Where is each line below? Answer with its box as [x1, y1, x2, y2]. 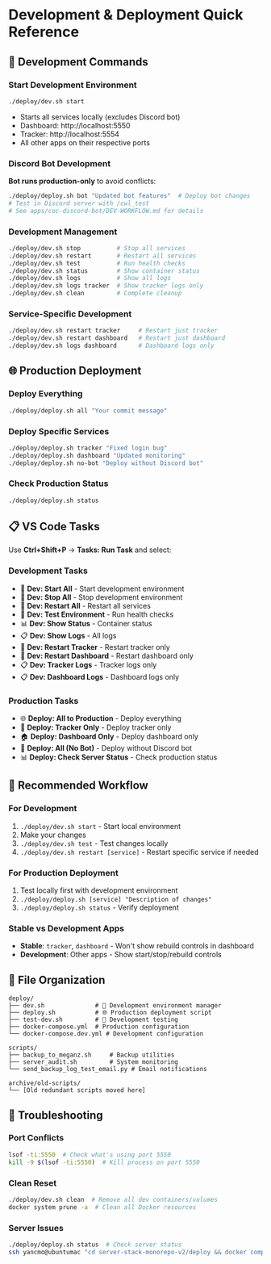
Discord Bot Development [8, 157, 111, 169]
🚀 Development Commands [8, 55, 148, 69]
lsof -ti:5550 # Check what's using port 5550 [8, 1150, 172, 1159]
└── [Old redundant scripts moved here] [8, 1086, 147, 1094]
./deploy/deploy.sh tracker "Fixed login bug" [8, 444, 168, 452]
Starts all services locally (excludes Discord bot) [19, 111, 181, 122]
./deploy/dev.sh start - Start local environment [19, 821, 181, 831]
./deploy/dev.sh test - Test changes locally [19, 838, 169, 848]
